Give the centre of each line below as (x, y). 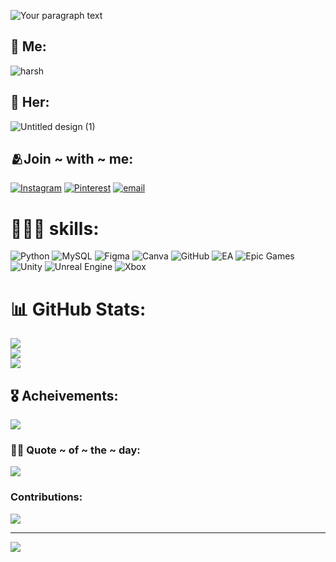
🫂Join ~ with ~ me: (72, 159)
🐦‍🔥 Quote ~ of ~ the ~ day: (75, 450)
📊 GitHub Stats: (78, 309)
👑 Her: (30, 102)
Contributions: (46, 497)
